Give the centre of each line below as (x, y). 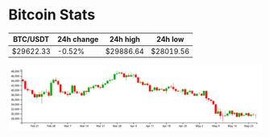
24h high (125, 39)
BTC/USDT (31, 39)
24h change (78, 39)
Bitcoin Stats (52, 15)
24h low (170, 39)
